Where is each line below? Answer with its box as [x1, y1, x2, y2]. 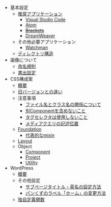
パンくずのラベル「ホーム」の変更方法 [25, 190, 106, 196]
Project [25, 154, 41, 160]
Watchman [25, 45, 48, 50]
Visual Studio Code [25, 17, 66, 22]
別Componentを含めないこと [25, 108, 86, 113]
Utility [25, 160, 38, 165]
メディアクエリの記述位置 [25, 121, 79, 126]
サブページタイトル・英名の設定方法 [25, 184, 101, 190]
